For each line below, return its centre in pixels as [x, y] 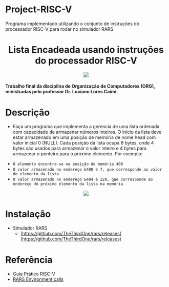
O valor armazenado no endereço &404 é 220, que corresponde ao [83, 180]
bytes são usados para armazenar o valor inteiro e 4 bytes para [80, 148]
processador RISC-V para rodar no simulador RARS [59, 29]
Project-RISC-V [39, 9]
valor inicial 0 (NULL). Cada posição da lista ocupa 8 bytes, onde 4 [83, 143]
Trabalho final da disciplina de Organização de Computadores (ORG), [80, 86]
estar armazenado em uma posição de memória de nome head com [84, 137]
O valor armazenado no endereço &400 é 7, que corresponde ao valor [87, 170]
